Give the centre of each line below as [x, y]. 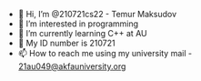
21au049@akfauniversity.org [72, 66]
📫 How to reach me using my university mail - [105, 53]
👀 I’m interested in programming [78, 24]
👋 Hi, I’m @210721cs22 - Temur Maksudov [97, 14]
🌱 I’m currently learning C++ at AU [82, 33]
